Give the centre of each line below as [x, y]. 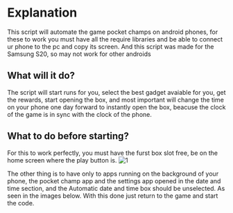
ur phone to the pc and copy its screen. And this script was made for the [111, 46]
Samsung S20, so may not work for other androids [79, 54]
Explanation [42, 13]
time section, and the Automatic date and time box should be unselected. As [116, 188]
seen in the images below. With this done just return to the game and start [113, 196]
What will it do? [41, 76]
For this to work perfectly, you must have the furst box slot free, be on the [113, 153]
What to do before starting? [68, 136]
